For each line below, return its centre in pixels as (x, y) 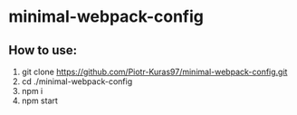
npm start (39, 101)
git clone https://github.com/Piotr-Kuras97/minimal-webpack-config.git (154, 72)
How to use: (43, 50)
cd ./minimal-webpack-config (77, 81)
